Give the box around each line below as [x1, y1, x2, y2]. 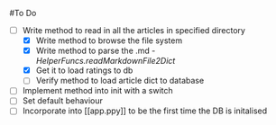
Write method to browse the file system [35, 35, 183, 46]
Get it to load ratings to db [35, 65, 133, 76]
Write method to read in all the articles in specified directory [22, 25, 246, 35]
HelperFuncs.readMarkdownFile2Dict [35, 56, 176, 67]
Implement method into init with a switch [22, 85, 173, 96]
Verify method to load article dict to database [35, 76, 205, 86]
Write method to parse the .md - [35, 45, 156, 57]
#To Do [9, 8, 37, 18]
